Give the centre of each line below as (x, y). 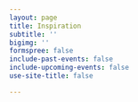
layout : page (33, 17)
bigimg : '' (29, 42)
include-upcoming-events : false (69, 68)
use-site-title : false (51, 76)
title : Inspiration (45, 26)
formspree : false (41, 51)
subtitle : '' (33, 34)
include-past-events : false (61, 59)
